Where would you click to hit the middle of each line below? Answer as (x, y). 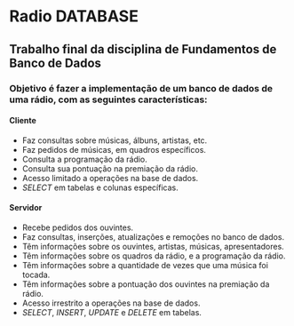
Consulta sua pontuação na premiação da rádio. (110, 168)
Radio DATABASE (74, 16)
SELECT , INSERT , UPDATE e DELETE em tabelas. (112, 312)
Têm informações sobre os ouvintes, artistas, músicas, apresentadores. (153, 246)
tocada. (36, 274)
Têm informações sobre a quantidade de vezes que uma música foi (145, 265)
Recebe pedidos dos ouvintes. (78, 227)
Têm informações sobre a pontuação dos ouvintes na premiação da (146, 284)
